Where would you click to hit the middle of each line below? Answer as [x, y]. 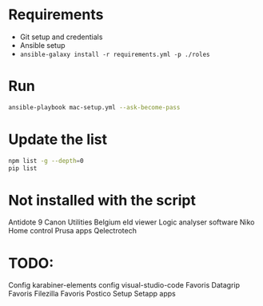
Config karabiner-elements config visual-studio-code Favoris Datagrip [124, 285]
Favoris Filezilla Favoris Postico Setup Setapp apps [92, 294]
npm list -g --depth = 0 [46, 161]
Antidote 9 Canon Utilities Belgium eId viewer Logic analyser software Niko [131, 222]
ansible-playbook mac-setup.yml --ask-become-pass [94, 107]
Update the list [58, 139]
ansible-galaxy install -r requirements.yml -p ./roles [115, 54]
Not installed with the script [102, 200]
